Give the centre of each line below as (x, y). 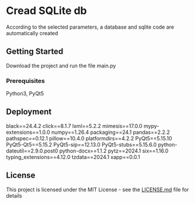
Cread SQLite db (47, 11)
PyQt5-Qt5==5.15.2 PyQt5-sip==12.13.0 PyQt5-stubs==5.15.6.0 (81, 144)
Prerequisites (25, 81)
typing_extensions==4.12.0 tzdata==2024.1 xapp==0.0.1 (73, 157)
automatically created (32, 33)
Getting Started (35, 52)
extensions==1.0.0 (28, 132)
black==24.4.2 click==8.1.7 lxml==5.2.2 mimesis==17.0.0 (74, 126)
